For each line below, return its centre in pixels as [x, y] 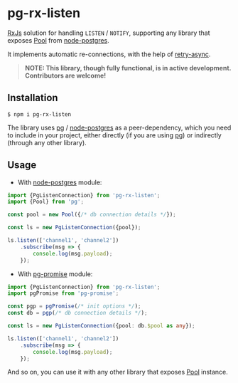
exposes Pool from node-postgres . [59, 40]
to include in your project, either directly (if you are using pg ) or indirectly [114, 135]
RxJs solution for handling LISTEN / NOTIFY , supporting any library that [109, 33]
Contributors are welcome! [65, 75]
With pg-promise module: [55, 274]
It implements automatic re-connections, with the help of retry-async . [109, 54]
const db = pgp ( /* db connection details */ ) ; [77, 313]
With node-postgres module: [60, 182]
